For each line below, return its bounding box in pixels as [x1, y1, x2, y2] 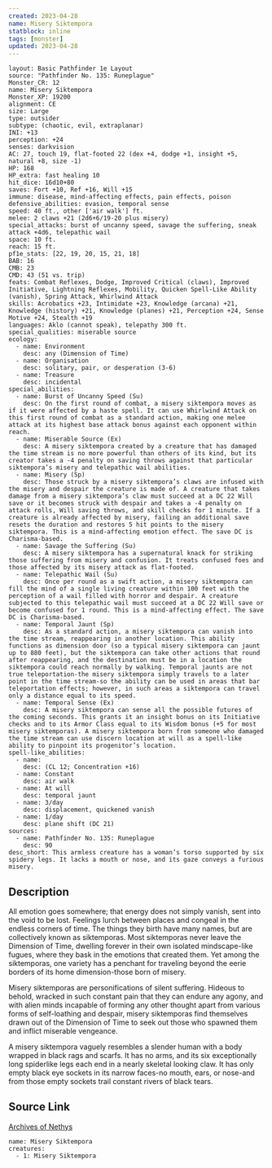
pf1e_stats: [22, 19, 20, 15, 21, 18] [8, 250, 140, 258]
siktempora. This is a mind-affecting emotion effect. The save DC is [8, 528, 253, 536]
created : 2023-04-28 [8, 11, 79, 20]
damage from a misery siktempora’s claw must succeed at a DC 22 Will [8, 492, 253, 501]
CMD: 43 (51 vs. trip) [8, 271, 86, 279]
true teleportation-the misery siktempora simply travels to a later [8, 670, 250, 678]
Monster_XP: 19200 [8, 93, 71, 102]
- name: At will [15, 784, 71, 793]
